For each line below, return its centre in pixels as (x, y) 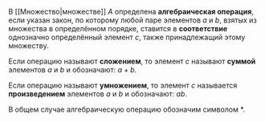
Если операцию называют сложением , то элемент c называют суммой (132, 61)
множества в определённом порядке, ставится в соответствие (118, 28)
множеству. (29, 46)
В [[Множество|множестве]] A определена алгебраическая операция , (131, 12)
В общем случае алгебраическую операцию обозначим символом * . (127, 109)
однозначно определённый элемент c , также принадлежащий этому (127, 37)
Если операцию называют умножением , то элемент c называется (123, 85)
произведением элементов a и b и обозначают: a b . (98, 94)
